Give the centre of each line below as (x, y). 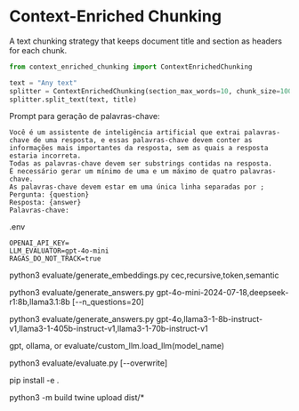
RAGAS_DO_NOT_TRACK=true (55, 259)
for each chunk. (38, 50)
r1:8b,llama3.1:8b (40, 302)
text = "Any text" (43, 83)
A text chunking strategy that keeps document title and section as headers (146, 41)
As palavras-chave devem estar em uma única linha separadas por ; (137, 187)
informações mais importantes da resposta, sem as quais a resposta (139, 149)
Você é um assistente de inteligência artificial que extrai (125, 133)
